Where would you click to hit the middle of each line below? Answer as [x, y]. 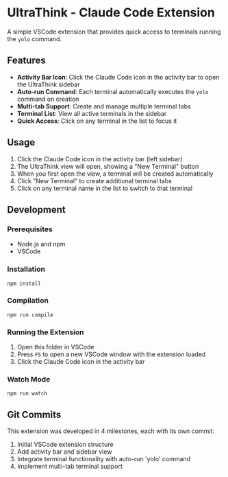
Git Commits [34, 414]
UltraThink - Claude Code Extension [111, 13]
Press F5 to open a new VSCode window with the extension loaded [111, 354]
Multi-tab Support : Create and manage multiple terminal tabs [104, 106]
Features [26, 61]
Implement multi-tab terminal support [70, 466]
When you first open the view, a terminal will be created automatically [115, 174]
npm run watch [27, 394]
